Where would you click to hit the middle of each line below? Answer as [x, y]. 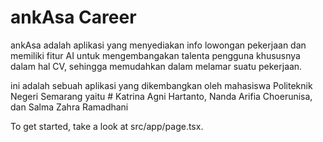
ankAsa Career [73, 17]
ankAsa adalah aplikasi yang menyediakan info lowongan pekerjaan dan [158, 45]
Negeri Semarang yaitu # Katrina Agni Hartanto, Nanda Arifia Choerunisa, [161, 96]
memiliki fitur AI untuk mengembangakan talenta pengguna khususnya [155, 55]
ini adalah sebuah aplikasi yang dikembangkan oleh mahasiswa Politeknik [161, 85]
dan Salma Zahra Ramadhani [69, 107]
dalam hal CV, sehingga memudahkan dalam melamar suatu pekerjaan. [156, 66]
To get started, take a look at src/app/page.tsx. [107, 126]
